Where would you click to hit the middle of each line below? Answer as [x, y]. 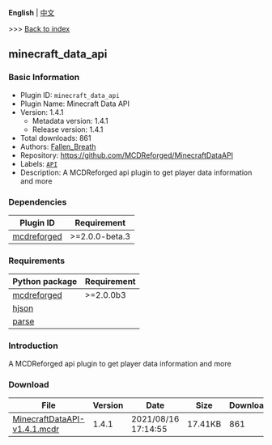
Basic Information [44, 78]
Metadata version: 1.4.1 [70, 121]
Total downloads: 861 [55, 138]
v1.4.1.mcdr [36, 429]
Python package [45, 282]
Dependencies [38, 201]
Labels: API [39, 163]
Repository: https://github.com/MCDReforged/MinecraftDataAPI [126, 155]
